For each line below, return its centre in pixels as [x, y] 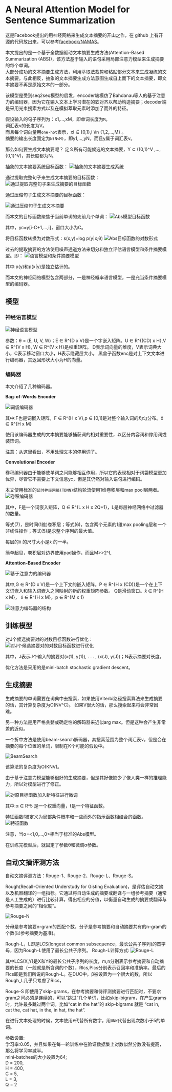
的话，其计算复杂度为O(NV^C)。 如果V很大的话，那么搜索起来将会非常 [80, 705]
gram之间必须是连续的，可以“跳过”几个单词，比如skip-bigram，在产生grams [86, 998]
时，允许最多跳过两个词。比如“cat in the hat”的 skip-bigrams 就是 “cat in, [82, 1004]
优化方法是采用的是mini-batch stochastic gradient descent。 [69, 667]
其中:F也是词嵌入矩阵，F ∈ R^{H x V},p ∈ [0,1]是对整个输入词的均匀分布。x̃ [84, 418]
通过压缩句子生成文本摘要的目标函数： [46, 195]
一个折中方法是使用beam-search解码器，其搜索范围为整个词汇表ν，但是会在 [86, 739]
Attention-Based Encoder [33, 563]
